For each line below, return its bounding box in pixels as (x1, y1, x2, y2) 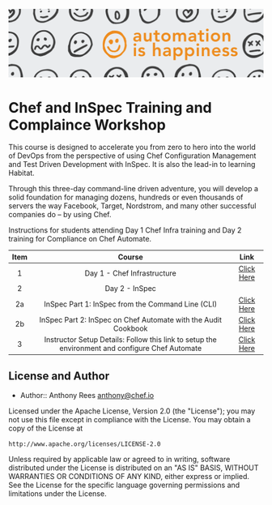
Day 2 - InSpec (104, 284, 156, 293)
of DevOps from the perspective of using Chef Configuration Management (8, 151, 257, 160)
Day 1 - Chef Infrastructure (84, 268, 176, 278)
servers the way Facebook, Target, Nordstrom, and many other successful (8, 201, 257, 211)
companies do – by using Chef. (8, 210, 112, 220)
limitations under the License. (8, 489, 107, 499)
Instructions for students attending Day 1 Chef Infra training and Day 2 (8, 225, 242, 235)
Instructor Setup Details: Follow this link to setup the (44, 335, 217, 345)
